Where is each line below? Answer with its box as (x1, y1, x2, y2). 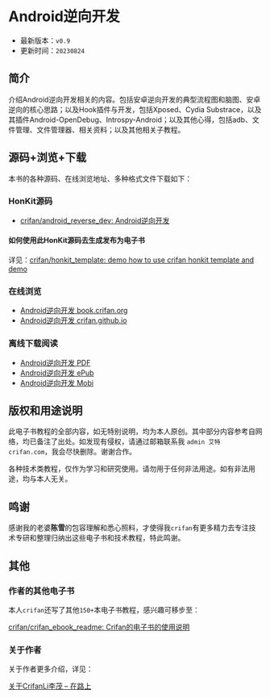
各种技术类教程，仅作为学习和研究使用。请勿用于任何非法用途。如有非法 (8, 464, 248, 474)
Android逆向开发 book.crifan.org (19, 306, 128, 316)
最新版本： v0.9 (19, 36, 71, 45)
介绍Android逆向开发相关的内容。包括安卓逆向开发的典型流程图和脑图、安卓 (8, 94, 260, 104)
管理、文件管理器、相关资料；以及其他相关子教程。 (15, 124, 185, 134)
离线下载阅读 (8, 338, 59, 349)
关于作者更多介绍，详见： (8, 664, 93, 674)
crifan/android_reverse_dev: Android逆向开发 (19, 215, 170, 225)
